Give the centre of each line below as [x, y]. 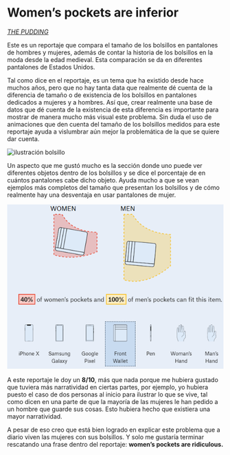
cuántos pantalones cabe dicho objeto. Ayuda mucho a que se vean [103, 180]
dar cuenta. [23, 138]
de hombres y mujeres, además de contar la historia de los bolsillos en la [110, 52]
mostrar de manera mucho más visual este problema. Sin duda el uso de [110, 117]
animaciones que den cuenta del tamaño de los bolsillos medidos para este [114, 124]
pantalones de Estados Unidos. [51, 67]
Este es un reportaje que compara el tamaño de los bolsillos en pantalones [113, 45]
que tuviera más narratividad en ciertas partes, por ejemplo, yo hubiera [108, 388]
